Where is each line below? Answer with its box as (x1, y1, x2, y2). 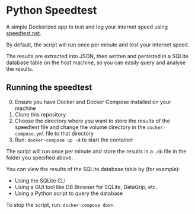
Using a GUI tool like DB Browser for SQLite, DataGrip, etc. (14, 183, 158, 190)
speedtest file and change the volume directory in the (14, 123, 146, 131)
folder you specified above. (6, 154, 73, 161)
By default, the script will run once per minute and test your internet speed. (6, 41, 190, 48)
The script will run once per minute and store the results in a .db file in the (6, 147, 187, 155)
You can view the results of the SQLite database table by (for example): (6, 165, 180, 172)
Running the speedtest (6, 83, 92, 93)
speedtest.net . (6, 29, 41, 36)
